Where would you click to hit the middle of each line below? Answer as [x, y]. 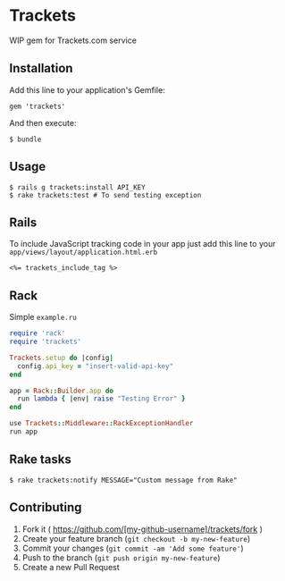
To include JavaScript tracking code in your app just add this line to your [142, 244]
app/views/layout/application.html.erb [84, 253]
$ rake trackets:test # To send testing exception [105, 195]
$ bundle [25, 139]
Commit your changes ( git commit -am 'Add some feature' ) [133, 548]
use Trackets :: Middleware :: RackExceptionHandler [101, 424]
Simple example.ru [43, 317]
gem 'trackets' [38, 106]
